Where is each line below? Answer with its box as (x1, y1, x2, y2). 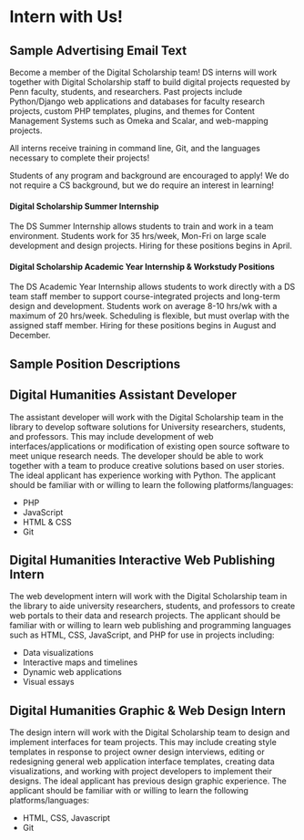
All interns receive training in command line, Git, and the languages (9, 143, 261, 153)
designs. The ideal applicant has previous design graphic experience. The (9, 775, 287, 786)
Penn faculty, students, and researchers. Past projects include (9, 87, 243, 97)
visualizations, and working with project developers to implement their (9, 766, 273, 777)
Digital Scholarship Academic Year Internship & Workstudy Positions (9, 261, 275, 272)
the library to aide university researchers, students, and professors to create (9, 600, 296, 612)
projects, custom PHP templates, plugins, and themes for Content (9, 106, 255, 116)
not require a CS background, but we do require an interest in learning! (9, 180, 275, 191)
